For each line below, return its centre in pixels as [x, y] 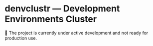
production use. [21, 38]
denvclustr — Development [62, 9]
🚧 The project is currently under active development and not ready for [76, 33]
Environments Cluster [51, 19]
